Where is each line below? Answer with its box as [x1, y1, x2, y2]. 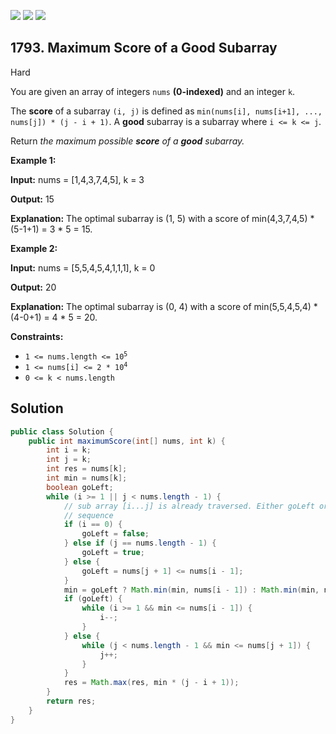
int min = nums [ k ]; [46, 473, 128, 483]
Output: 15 [10, 193, 55, 205]
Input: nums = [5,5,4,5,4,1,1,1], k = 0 [10, 261, 156, 274]
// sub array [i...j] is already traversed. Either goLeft [63, 501, 315, 511]
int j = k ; [46, 455, 92, 465]
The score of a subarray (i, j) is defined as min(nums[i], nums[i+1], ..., [10, 105, 323, 117]
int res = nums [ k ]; [46, 464, 128, 474]
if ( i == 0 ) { [63, 520, 123, 530]
